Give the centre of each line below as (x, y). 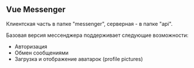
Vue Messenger (36, 10)
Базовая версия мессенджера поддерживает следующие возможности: (97, 35)
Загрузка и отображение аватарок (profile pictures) (79, 59)
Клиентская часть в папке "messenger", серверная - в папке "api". (89, 23)
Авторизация (31, 46)
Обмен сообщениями (42, 53)
